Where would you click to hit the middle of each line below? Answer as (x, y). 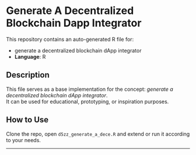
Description (28, 75)
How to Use (27, 120)
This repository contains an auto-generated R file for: (70, 39)
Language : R (30, 57)
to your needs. (23, 140)
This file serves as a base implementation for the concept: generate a (90, 89)
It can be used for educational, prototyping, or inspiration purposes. (87, 101)
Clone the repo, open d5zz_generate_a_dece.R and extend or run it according (98, 134)
